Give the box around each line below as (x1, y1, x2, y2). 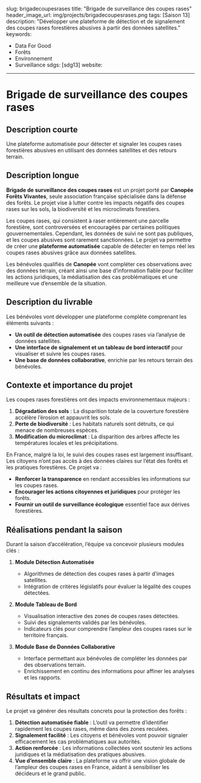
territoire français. (23, 632, 69, 639)
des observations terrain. (23, 661, 86, 668)
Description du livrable (6, 297, 93, 308)
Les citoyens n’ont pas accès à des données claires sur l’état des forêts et (6, 457, 188, 465)
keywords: (6, 31, 32, 38)
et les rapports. (23, 674, 62, 681)
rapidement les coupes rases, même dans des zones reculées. (14, 725, 169, 733)
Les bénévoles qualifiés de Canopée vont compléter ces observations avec (6, 260, 193, 267)
